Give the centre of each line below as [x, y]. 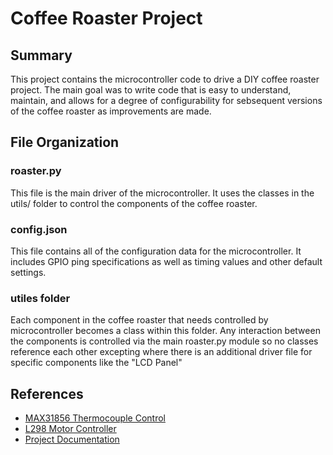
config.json [39, 229]
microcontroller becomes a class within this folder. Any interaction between [165, 331]
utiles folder [40, 298]
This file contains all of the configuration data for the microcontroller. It [156, 251]
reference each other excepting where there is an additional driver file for [161, 352]
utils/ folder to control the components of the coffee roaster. [134, 203]
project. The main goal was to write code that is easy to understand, [151, 90]
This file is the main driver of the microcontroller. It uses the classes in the [162, 193]
